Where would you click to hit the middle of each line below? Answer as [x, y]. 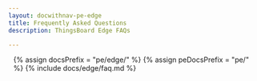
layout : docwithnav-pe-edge [55, 15]
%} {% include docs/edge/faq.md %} [75, 68]
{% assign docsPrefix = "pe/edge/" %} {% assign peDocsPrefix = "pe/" [131, 60]
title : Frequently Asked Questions [68, 23]
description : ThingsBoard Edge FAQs [69, 30]
